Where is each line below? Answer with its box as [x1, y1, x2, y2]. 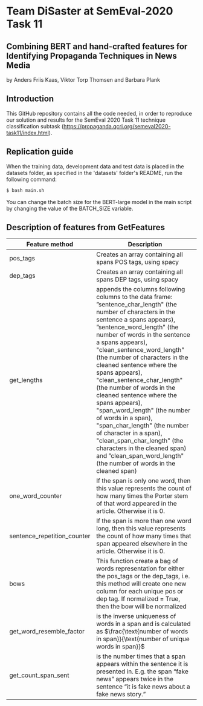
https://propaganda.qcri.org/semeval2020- [63, 122, 171, 130]
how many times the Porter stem [96, 492, 188, 500]
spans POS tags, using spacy [96, 258, 179, 266]
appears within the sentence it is [96, 660, 188, 668]
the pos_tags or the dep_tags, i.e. [96, 572, 190, 581]
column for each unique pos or [96, 587, 184, 596]
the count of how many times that [96, 532, 192, 540]
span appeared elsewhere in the [96, 539, 188, 548]
